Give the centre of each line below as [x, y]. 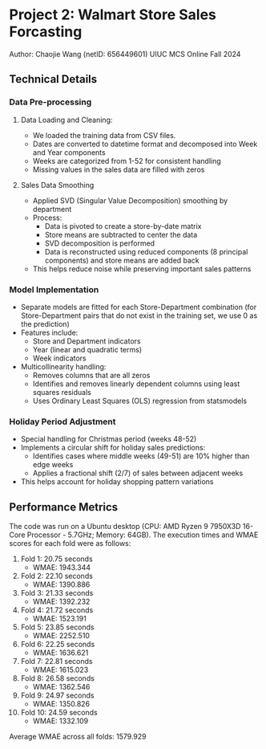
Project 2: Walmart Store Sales [113, 15]
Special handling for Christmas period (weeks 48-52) [109, 439]
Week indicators [59, 358]
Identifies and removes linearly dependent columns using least [136, 384]
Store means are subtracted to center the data [121, 234]
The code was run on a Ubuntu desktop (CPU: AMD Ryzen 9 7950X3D [125, 527]
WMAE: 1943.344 [62, 568]
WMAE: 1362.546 [61, 687]
